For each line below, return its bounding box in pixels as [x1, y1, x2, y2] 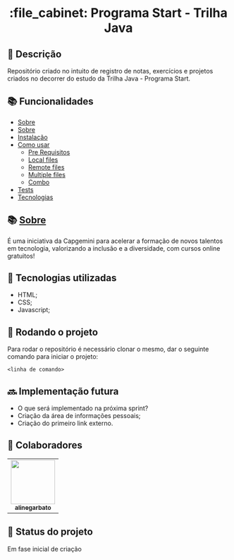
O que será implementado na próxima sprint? [17, 404, 149, 412]
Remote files [27, 162, 65, 171]
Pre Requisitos [27, 148, 70, 156]
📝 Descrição [7, 48, 62, 60]
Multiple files [27, 170, 66, 179]
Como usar [17, 140, 50, 149]
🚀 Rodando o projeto [7, 326, 99, 338]
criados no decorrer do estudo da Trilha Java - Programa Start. [7, 74, 191, 83]
